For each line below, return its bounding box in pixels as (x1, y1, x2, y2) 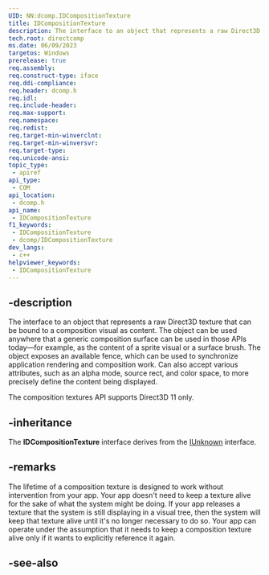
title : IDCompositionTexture (8, 19, 106, 27)
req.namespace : (8, 117, 59, 125)
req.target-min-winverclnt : (8, 131, 103, 139)
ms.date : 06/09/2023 (8, 42, 78, 50)
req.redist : (8, 124, 48, 132)
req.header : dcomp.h (8, 86, 78, 95)
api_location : (8, 191, 56, 199)
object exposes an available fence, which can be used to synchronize (8, 351, 238, 361)
